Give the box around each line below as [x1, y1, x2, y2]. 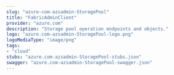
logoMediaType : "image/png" [6, 37, 77, 43]
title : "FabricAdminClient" [6, 15, 77, 21]
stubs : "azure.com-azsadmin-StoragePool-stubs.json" [6, 54, 142, 60]
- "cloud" [6, 48, 31, 54]
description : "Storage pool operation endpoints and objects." [6, 25, 169, 32]
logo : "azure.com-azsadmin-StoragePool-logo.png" [6, 31, 134, 37]
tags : [6, 43, 20, 49]
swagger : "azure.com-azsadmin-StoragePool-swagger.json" [6, 59, 153, 65]
